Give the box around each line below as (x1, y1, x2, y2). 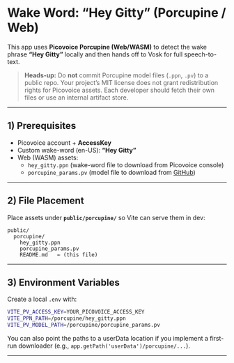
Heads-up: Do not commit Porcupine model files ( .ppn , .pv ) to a (24, 71, 209, 79)
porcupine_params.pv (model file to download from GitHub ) (27, 168, 196, 176)
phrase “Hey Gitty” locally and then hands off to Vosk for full (7, 50, 183, 59)
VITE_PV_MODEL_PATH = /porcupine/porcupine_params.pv (7, 322, 160, 329)
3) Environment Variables (7, 277, 120, 288)
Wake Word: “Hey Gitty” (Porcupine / (7, 5, 226, 21)
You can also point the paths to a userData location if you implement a (7, 334, 209, 342)
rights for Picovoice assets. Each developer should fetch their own (24, 86, 214, 94)
